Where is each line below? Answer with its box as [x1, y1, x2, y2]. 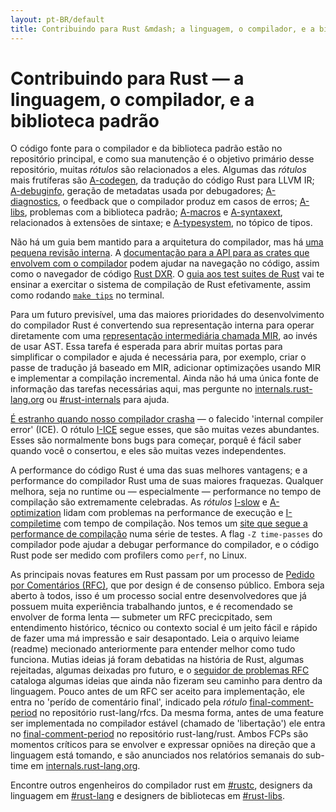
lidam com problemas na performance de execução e [63, 507, 284, 519]
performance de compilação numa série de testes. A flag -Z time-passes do [10, 528, 323, 540]
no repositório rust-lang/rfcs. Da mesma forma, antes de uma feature [39, 707, 325, 719]
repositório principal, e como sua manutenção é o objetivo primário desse [10, 153, 315, 165]
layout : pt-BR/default [10, 14, 105, 25]
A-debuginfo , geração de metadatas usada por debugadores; [10, 185, 264, 197]
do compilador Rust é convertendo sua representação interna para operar [10, 319, 315, 331]
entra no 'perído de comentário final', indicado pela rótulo [10, 696, 248, 708]
